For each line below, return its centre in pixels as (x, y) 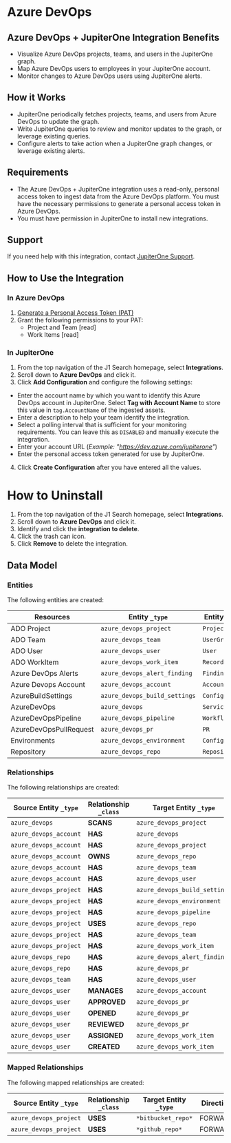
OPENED (102, 1013)
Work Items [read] (53, 335)
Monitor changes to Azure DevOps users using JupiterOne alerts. (110, 76)
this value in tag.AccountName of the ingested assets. (91, 410)
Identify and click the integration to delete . (78, 529)
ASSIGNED (106, 1036)
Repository (28, 752)
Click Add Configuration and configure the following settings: (104, 382)
